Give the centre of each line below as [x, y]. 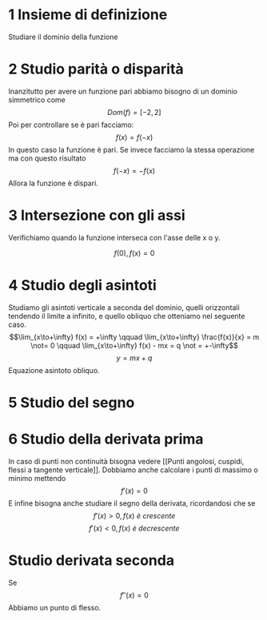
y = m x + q [134, 358]
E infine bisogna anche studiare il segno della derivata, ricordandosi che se [132, 503]
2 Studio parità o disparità [96, 69]
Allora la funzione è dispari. [53, 183]
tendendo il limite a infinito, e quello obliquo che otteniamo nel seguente [127, 316]
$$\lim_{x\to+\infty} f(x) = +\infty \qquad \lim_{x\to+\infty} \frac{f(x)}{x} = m [134, 336]
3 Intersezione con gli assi [97, 215]
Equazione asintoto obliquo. [54, 370]
